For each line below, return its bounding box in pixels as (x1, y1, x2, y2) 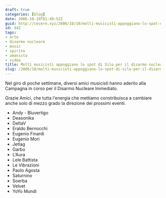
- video (5, 58, 21, 63)
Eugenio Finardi (12, 131, 44, 136)
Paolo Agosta (12, 167, 40, 173)
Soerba (12, 178, 28, 184)
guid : (5, 21, 16, 26)
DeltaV (12, 120, 26, 126)
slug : (5, 67, 16, 72)
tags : (5, 30, 16, 35)
